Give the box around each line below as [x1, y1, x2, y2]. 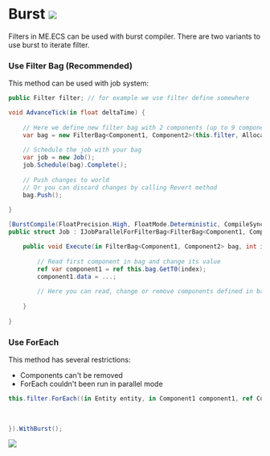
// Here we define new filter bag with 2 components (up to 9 [22, 123, 235, 131]
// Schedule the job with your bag [22, 146, 142, 154]
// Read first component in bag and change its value [37, 257, 221, 266]
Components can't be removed [19, 371, 123, 380]
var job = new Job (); [22, 154, 95, 162]
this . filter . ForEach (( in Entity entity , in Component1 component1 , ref [8, 395, 253, 403]
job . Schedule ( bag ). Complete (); [22, 161, 128, 169]
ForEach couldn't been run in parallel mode [19, 379, 163, 389]
